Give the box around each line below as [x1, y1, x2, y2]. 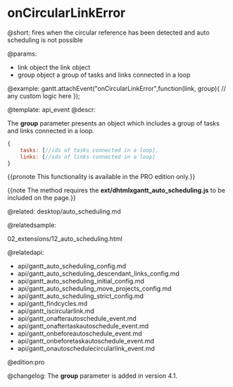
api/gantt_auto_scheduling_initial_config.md [17, 277, 144, 285]
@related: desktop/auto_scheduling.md [7, 207, 121, 216]
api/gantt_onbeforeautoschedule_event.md [17, 329, 142, 338]
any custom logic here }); [7, 92, 81, 100]
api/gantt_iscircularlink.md [17, 307, 95, 315]
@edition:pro [7, 358, 45, 367]
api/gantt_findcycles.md [17, 300, 88, 308]
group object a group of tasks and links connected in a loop [17, 70, 191, 79]
